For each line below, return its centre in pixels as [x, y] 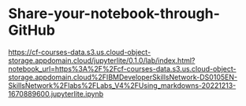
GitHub [32, 30]
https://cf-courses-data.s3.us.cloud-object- [80, 52]
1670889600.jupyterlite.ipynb [56, 93]
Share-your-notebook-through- [114, 14]
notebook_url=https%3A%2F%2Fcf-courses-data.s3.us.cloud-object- [122, 68]
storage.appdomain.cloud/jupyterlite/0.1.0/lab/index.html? [102, 60]
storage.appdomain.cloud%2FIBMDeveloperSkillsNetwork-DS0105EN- [123, 77]
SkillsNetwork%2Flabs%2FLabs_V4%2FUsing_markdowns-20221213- [122, 85]
